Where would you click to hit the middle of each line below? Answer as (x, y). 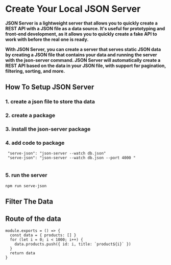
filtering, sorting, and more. (35, 71)
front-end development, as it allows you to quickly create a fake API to (81, 34)
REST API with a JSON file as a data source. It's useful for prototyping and (85, 28)
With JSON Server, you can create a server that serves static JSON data (83, 49)
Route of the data (33, 219)
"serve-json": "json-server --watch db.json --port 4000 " (72, 158)
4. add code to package (35, 143)
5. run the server (26, 175)
